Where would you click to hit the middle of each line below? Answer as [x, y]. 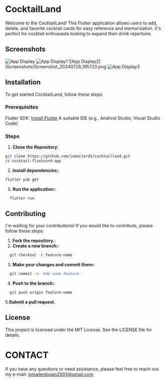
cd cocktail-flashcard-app [33, 161]
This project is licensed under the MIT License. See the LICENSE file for [79, 330]
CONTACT [27, 355]
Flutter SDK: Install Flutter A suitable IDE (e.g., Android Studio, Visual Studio [83, 118]
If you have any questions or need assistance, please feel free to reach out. [83, 369]
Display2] [91, 61]
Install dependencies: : [36, 170]
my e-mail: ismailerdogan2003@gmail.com [49, 374]
